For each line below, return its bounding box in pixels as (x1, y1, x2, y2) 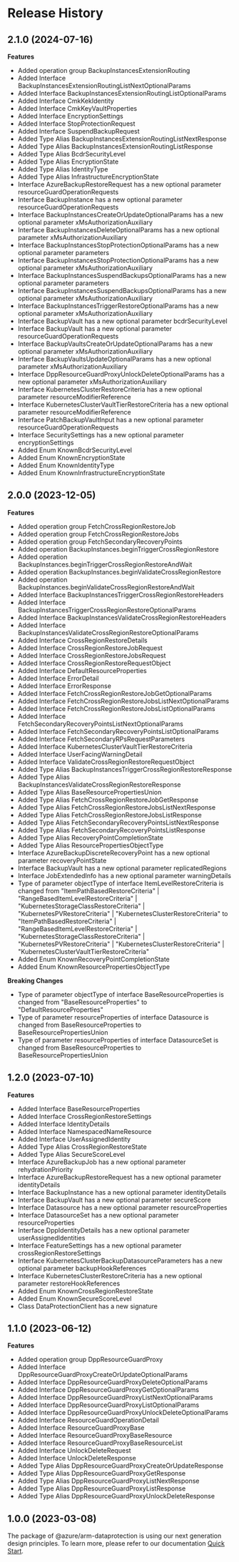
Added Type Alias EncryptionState (17, 157, 119, 166)
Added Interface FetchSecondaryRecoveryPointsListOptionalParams (17, 727, 219, 735)
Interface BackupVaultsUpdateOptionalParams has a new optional (17, 355, 212, 363)
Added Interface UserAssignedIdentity (17, 1135, 131, 1143)
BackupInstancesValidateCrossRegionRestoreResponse (17, 780, 181, 789)
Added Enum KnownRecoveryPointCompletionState (17, 955, 170, 963)
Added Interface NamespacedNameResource (17, 1127, 152, 1135)
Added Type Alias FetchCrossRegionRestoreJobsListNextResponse (17, 802, 216, 812)
